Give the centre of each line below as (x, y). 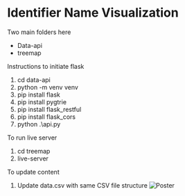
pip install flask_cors (46, 117)
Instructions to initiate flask (46, 66)
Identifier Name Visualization (93, 13)
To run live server (32, 138)
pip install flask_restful (49, 109)
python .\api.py (39, 124)
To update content (34, 172)
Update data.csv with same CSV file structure (82, 185)
